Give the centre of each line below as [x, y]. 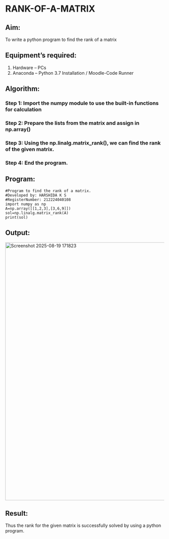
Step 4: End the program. [37, 163]
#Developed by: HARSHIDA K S [36, 195]
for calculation [23, 110]
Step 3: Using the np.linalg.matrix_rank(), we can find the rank [83, 143]
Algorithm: [22, 89]
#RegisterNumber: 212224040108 [38, 200]
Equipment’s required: [41, 55]
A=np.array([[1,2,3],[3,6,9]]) [38, 208]
